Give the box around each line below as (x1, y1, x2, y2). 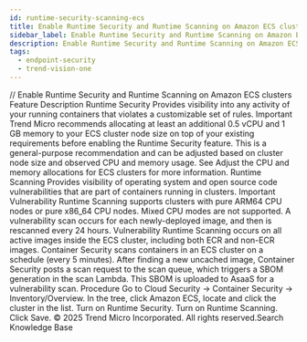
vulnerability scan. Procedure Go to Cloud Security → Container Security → (9, 283, 293, 294)
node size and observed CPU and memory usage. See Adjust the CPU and (9, 157, 290, 168)
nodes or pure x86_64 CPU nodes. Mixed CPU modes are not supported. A (9, 205, 291, 216)
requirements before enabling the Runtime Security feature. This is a (9, 138, 267, 149)
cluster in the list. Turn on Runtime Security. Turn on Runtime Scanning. (9, 302, 279, 313)
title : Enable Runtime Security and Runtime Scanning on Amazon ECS (9, 22, 276, 31)
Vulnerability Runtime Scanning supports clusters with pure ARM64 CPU (9, 195, 282, 206)
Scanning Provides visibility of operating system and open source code (9, 176, 278, 187)
